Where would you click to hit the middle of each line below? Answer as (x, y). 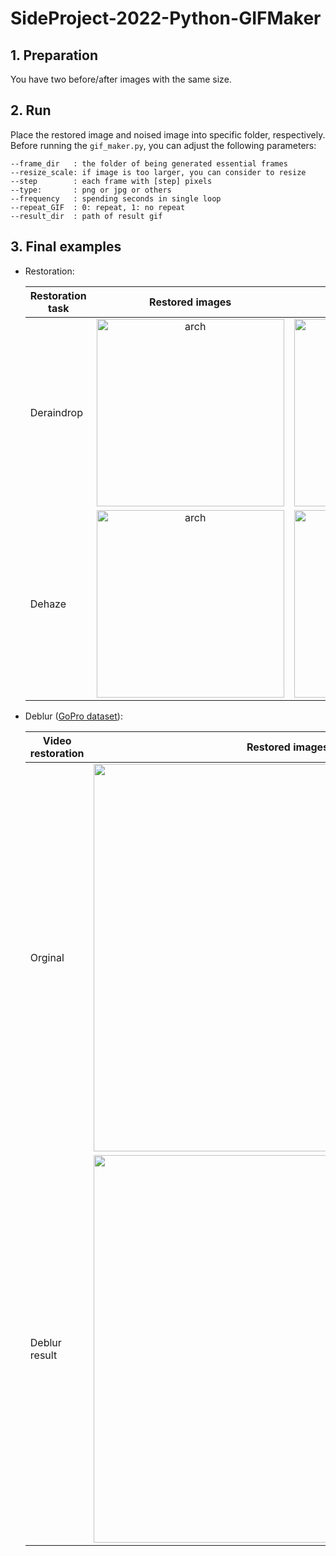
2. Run (31, 110)
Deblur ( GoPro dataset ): (73, 716)
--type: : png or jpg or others (91, 190)
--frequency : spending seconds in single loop (116, 198)
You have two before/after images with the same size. (121, 79)
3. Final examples (66, 247)
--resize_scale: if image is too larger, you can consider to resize (158, 172)
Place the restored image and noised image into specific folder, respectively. (168, 134)
